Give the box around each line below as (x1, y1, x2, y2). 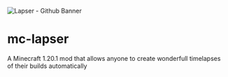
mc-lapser (7, 31, 69, 47)
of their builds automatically (7, 62, 87, 70)
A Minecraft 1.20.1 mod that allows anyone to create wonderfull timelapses (7, 54, 221, 62)
